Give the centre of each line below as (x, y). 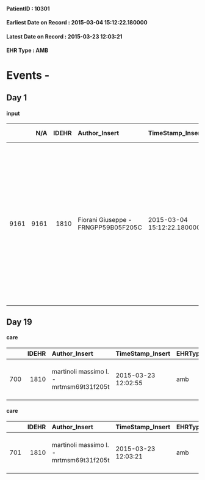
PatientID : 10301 (28, 9)
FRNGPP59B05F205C (110, 227)
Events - (28, 75)
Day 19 (19, 322)
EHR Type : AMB (27, 50)
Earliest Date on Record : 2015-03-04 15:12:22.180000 (77, 23)
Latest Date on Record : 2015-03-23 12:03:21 (64, 36)
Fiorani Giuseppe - (105, 220)
